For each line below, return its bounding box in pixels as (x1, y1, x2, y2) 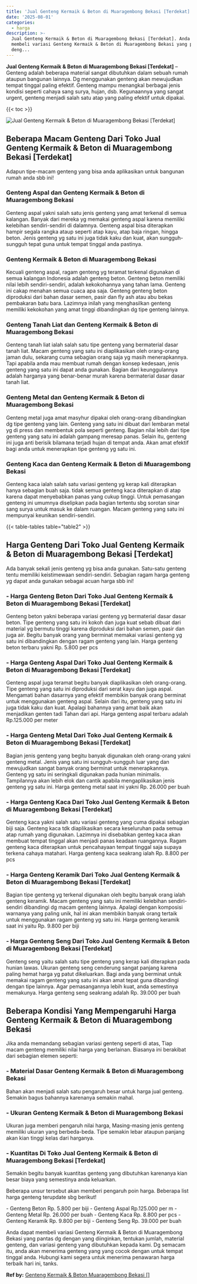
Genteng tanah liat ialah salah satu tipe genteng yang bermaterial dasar (6, 341, 179, 348)
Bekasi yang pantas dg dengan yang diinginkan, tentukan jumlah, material (6, 1235, 185, 1242)
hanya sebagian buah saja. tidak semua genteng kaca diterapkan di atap (6, 487, 181, 494)
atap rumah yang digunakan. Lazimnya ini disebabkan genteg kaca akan (6, 831, 181, 838)
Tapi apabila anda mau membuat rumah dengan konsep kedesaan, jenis (6, 360, 179, 367)
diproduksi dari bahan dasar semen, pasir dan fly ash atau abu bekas (6, 294, 173, 301)
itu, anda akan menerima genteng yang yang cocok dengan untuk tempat (6, 1248, 184, 1255)
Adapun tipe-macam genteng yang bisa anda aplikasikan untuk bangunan (6, 168, 185, 175)
